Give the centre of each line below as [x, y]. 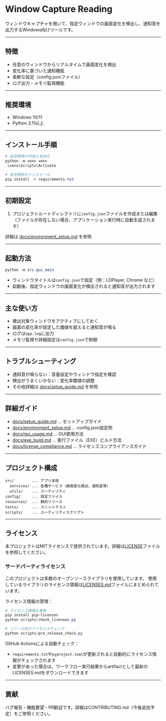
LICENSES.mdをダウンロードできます [50, 672]
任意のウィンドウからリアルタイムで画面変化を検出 [64, 64]
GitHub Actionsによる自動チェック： [42, 643]
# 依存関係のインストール [28, 175]
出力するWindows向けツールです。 [40, 30]
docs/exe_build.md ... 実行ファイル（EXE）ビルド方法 [67, 440]
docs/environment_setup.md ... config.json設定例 [62, 427]
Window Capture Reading [59, 9]
